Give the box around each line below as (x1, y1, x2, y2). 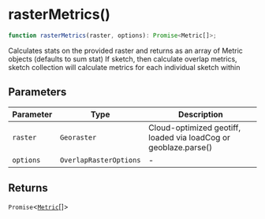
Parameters (8, 85, 67, 99)
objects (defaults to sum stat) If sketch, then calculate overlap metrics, (8, 54, 238, 64)
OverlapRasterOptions (59, 155, 141, 165)
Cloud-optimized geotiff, (148, 122, 241, 133)
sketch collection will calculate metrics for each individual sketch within (8, 62, 241, 72)
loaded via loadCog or (148, 132, 230, 143)
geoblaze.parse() (148, 142, 213, 153)
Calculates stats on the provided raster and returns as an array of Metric (8, 46, 243, 55)
